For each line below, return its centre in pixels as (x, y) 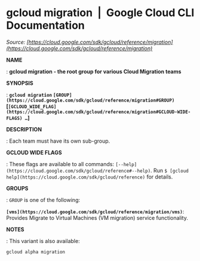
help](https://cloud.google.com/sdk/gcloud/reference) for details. (90, 177)
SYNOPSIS (20, 83)
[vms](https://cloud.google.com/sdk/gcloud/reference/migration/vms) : (95, 211)
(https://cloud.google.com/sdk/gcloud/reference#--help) (79, 171)
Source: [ (17, 42)
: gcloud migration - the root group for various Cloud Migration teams (94, 71)
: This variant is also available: (43, 241)
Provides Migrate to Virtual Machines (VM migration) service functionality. (97, 217)
